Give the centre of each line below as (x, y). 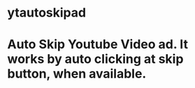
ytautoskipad (46, 13)
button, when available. (77, 74)
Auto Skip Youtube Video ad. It (98, 45)
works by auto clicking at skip (95, 59)
